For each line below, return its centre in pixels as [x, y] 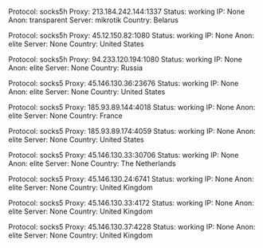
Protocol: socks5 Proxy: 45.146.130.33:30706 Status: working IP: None [124, 155]
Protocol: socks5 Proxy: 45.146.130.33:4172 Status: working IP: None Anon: [131, 203]
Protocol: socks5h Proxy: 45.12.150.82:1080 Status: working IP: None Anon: [131, 35]
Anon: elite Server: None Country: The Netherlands [92, 163]
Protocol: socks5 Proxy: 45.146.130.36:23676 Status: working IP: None [124, 83]
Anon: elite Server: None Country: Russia [76, 68]
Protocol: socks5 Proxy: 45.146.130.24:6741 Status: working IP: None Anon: [131, 179]
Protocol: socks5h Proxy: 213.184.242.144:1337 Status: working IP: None [127, 12]
